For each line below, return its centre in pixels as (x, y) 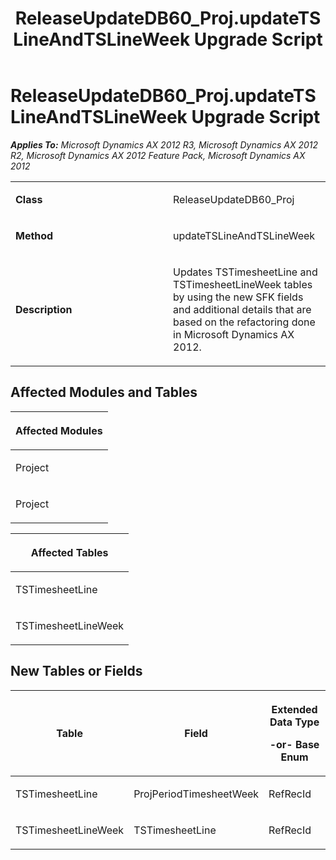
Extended (294, 709)
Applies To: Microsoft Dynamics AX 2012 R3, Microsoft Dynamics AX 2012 (164, 144)
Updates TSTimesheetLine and (245, 272)
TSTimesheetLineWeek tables (243, 284)
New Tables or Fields (76, 671)
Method (34, 235)
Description (44, 309)
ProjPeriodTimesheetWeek (196, 794)
